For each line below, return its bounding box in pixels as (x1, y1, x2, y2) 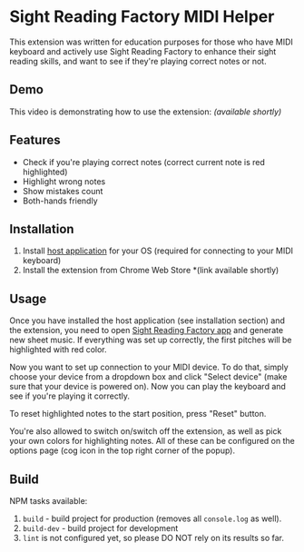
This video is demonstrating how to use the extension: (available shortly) (9, 106, 282, 117)
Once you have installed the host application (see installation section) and (9, 315, 286, 326)
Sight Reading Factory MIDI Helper (9, 6, 275, 27)
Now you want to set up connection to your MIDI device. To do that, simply (9, 361, 289, 373)
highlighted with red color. (9, 344, 107, 355)
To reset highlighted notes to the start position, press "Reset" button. (9, 409, 267, 419)
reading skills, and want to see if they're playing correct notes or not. (9, 55, 267, 66)
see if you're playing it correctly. (9, 390, 130, 401)
